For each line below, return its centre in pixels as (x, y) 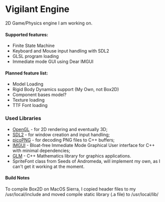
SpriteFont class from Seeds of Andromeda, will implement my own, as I (86, 161)
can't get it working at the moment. (48, 166)
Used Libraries (23, 118)
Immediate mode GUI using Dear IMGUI (53, 61)
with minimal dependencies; (41, 150)
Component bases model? (39, 95)
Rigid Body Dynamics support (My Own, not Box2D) (66, 89)
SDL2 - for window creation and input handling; (61, 134)
